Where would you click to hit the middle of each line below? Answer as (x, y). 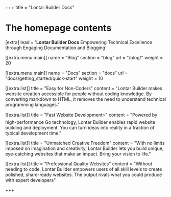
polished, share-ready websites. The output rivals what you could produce (84, 174)
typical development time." (33, 133)
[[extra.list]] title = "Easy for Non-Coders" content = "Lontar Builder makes (84, 88)
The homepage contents (58, 28)
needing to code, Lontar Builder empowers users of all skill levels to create (84, 169)
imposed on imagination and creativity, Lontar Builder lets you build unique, (84, 148)
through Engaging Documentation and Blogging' (56, 48)
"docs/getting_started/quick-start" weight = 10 (54, 78)
